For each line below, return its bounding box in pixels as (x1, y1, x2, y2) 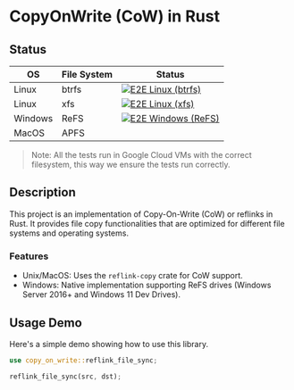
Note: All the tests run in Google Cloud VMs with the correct (30, 150, 252, 160)
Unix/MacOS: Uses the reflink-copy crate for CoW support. (21, 270, 243, 281)
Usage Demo (9, 315, 82, 330)
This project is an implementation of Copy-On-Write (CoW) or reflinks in (9, 208, 273, 220)
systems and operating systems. (9, 228, 130, 238)
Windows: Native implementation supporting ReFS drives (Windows (21, 279, 272, 291)
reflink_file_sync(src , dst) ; (9, 372, 122, 381)
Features (9, 250, 49, 262)
